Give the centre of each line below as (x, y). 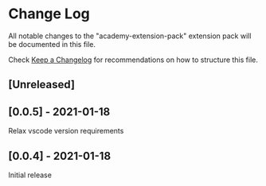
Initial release (30, 175)
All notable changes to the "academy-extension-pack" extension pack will (130, 36)
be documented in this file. (52, 44)
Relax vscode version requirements (66, 131)
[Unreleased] (42, 85)
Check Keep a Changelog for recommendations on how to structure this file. (133, 60)
